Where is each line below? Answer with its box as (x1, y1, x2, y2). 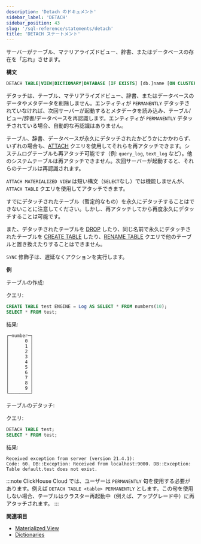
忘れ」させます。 (22, 56, 64, 63)
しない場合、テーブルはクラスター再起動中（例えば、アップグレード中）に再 (6, 492, 194, 500)
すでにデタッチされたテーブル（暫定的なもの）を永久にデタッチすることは (6, 198, 190, 205)
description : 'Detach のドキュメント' (6, 8, 97, 15)
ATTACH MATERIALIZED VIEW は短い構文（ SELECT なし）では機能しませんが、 (6, 178, 188, 185)
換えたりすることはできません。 (26, 241, 106, 248)
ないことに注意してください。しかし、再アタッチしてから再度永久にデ (11, 205, 184, 212)
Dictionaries (14, 531, 45, 538)
